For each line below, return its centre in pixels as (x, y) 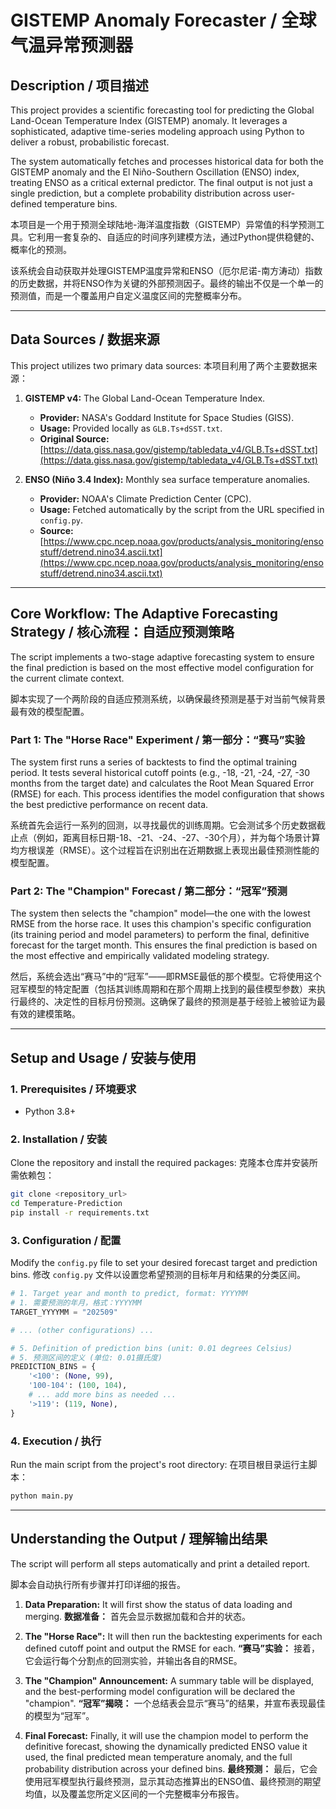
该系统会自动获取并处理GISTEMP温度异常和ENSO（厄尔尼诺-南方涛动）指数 (166, 270)
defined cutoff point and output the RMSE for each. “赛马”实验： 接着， (172, 1648)
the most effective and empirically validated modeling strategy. (140, 956)
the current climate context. (67, 678)
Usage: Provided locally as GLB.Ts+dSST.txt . (131, 428)
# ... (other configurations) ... (82, 1330)
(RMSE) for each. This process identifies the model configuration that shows (167, 793)
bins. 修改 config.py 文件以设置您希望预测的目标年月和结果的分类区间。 (158, 1275)
